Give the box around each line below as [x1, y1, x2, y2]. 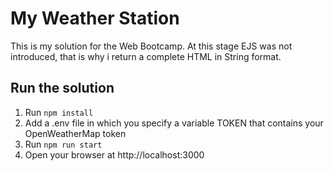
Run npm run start [24, 138, 103, 150]
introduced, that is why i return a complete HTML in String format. [10, 50, 282, 62]
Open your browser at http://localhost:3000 [24, 148, 205, 161]
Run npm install [24, 106, 94, 118]
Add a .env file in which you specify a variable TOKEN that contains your [24, 117, 324, 129]
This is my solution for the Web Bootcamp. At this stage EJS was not [10, 40, 293, 52]
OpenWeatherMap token [24, 127, 127, 139]
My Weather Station [10, 7, 180, 30]
